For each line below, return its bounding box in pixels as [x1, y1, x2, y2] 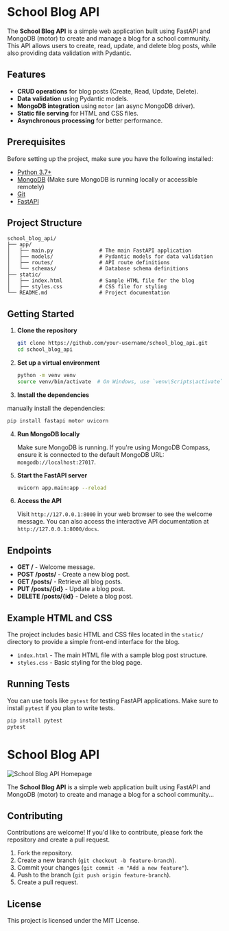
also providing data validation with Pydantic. [7, 49, 132, 57]
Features [7, 69, 46, 81]
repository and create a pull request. [7, 835, 110, 844]
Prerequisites [7, 136, 66, 148]
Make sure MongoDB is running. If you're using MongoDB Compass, [16, 443, 210, 451]
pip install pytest [7, 717, 63, 724]
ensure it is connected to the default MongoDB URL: [16, 450, 165, 458]
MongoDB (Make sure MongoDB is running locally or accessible [16, 175, 198, 183]
